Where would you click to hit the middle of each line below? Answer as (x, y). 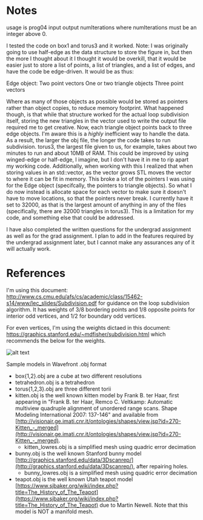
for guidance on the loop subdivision (144, 303)
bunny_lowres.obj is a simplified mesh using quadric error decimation (111, 473)
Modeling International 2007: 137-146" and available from (87, 414)
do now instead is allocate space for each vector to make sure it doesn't (96, 191)
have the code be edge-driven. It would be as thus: (70, 71)
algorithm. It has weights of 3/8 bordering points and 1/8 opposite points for (101, 309)
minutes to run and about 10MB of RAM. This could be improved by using (98, 153)
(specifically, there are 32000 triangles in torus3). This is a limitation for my (100, 211)
